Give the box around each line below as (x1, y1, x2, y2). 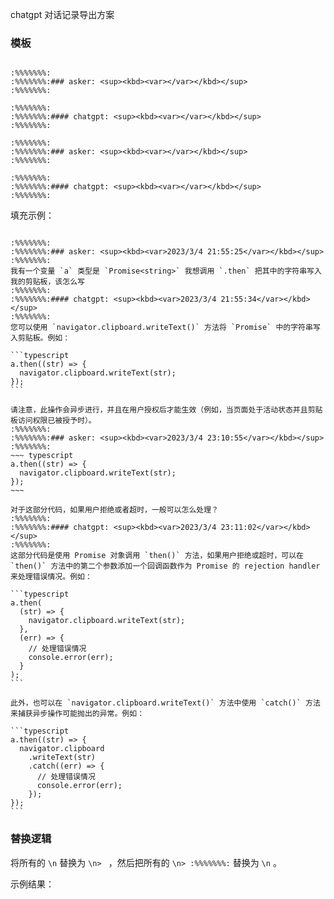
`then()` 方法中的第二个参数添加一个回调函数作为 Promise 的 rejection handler (10, 561, 321, 572)
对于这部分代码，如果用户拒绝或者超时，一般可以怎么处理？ (10, 505, 219, 515)
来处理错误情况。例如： (10, 572, 93, 582)
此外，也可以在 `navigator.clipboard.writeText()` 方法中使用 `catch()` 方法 (10, 698, 321, 708)
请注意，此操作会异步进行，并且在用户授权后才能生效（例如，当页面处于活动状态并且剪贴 (10, 405, 323, 415)
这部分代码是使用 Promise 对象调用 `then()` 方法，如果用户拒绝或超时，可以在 (10, 551, 304, 561)
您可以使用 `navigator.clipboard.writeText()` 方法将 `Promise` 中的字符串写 (10, 323, 321, 333)
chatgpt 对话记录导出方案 (10, 9, 115, 20)
